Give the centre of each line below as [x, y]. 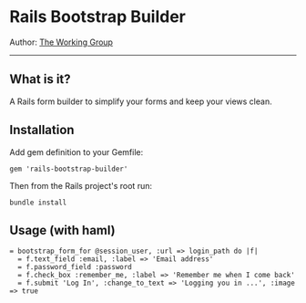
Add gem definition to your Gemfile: [76, 151]
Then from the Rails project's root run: [81, 185]
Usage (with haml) [62, 230]
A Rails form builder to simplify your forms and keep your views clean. [141, 101]
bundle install [38, 203]
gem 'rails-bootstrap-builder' [69, 169]
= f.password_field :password [75, 267]
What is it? [40, 79]
